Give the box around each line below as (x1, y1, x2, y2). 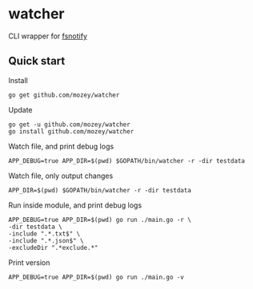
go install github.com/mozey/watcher (8, 127, 135, 136)
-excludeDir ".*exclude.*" (8, 243, 98, 251)
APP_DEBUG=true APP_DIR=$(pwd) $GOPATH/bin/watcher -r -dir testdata (8, 156, 246, 164)
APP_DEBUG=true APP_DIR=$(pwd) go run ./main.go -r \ (8, 216, 192, 224)
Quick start (8, 54, 66, 68)
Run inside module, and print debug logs (8, 200, 143, 210)
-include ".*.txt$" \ (8, 229, 81, 238)
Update (8, 105, 34, 114)
